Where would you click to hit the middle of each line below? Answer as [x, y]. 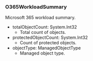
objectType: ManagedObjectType [46, 48]
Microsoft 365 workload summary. [40, 18]
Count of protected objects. [48, 43]
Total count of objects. [43, 32]
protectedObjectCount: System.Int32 [50, 37]
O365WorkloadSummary [36, 7]
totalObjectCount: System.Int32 [45, 27]
